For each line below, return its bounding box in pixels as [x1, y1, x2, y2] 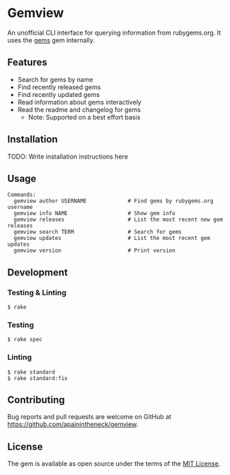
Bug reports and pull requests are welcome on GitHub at [7, 413, 172, 421]
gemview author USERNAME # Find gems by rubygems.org [13, 198, 214, 205]
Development [7, 266, 69, 278]
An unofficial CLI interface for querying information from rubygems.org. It [7, 28, 222, 37]
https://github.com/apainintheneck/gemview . [7, 420, 139, 429]
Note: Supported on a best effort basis [28, 113, 141, 121]
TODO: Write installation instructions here [7, 152, 129, 161]
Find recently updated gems [17, 90, 100, 98]
